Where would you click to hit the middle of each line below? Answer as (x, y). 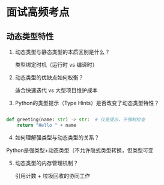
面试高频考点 (38, 12)
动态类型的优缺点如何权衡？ (49, 77)
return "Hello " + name (47, 125)
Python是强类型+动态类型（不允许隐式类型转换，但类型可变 (80, 150)
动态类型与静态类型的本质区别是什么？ (62, 52)
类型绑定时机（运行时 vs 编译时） (56, 65)
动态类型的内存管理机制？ (47, 163)
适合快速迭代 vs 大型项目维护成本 (56, 90)
